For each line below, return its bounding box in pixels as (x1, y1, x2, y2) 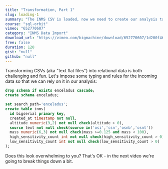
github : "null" (5, 54, 37, 59)
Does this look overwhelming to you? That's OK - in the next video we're (5, 152, 154, 158)
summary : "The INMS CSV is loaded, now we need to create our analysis (5, 17, 157, 22)
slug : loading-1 (5, 12, 39, 17)
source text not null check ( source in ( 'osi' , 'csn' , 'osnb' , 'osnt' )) (9, 125, 153, 130)
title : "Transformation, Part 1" (5, 7, 75, 13)
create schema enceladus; (5, 93, 59, 98)
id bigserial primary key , (9, 111, 66, 116)
